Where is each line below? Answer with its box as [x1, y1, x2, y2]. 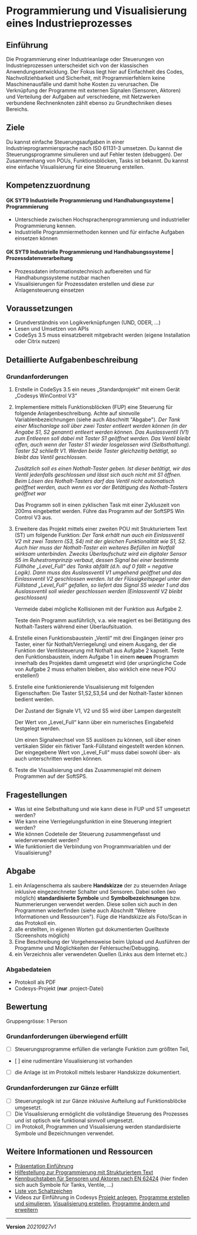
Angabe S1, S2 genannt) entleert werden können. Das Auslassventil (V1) [14, 428, 189, 436]
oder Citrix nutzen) [14, 338, 60, 345]
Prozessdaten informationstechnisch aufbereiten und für [14, 268, 151, 275]
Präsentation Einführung [14, 1162, 73, 1169]
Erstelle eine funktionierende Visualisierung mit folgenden [14, 684, 154, 691]
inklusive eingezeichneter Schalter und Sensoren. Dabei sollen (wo [14, 888, 176, 895]
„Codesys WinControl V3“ [14, 392, 77, 400]
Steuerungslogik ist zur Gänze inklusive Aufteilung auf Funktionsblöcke [14, 1097, 186, 1104]
